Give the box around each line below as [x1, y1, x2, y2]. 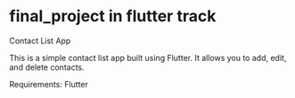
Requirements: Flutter [9, 79, 89, 89]
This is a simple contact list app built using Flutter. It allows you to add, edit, [9, 52, 287, 63]
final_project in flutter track [9, 6, 217, 26]
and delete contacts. [9, 62, 85, 72]
